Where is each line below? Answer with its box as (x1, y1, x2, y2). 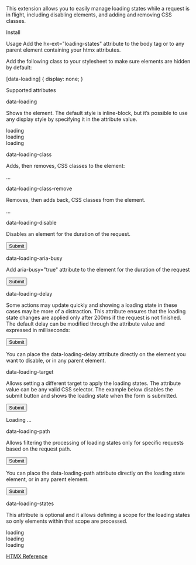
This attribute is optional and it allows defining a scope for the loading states (6, 512, 190, 518)
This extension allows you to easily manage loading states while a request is (6, 5, 190, 12)
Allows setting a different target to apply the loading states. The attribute (6, 380, 181, 387)
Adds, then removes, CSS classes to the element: (6, 163, 125, 169)
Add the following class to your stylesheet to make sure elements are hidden (6, 58, 191, 65)
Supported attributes (6, 87, 57, 93)
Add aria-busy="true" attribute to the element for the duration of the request (6, 266, 190, 273)
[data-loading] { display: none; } (6, 76, 83, 82)
